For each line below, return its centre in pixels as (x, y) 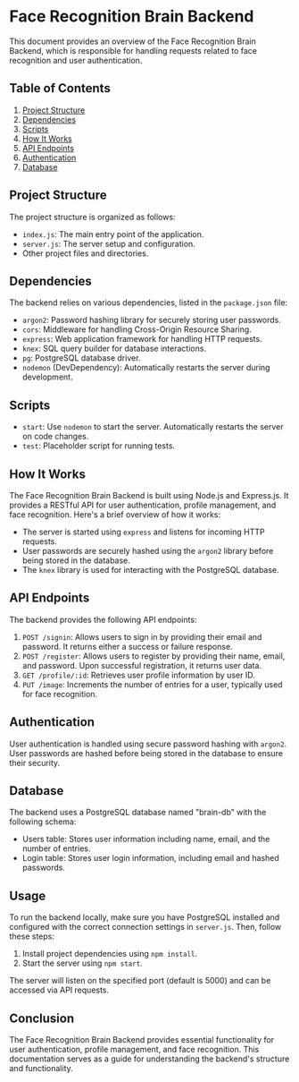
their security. (35, 763)
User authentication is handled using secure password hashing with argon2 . (148, 744)
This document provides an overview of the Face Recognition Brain (133, 41)
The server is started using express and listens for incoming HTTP (143, 532)
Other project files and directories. (85, 253)
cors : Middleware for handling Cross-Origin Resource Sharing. (137, 329)
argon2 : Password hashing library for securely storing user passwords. (151, 320)
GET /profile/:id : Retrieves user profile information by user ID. (139, 675)
